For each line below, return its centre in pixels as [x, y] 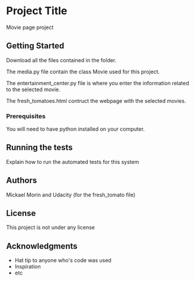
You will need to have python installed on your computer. [76, 129]
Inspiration [28, 267]
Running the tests [39, 148]
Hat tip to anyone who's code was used [63, 260]
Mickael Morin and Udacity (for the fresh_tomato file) [71, 195]
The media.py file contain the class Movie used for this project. [83, 72]
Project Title [37, 11]
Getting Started [35, 46]
